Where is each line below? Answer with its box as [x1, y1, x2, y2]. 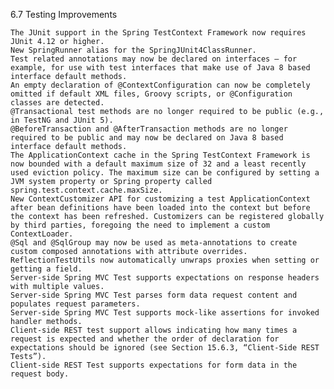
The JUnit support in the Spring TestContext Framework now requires [10, 28, 307, 38]
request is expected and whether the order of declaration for [10, 334, 280, 344]
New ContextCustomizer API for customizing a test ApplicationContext [10, 194, 311, 204]
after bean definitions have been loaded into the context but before [10, 203, 311, 213]
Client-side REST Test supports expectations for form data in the [10, 360, 298, 370]
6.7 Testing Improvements [10, 9, 118, 20]
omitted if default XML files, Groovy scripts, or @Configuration [10, 89, 293, 99]
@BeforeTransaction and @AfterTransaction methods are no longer [10, 124, 288, 134]
